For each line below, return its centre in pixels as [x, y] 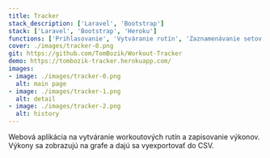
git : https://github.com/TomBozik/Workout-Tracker [95, 53]
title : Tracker [34, 16]
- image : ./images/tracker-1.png [65, 91]
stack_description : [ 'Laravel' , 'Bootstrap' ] [86, 23]
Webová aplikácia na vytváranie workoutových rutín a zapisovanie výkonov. [134, 137]
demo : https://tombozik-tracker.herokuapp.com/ [90, 62]
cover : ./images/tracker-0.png [61, 46]
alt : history [38, 114]
